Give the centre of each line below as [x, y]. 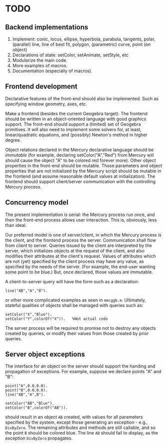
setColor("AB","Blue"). [30, 404]
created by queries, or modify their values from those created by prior [77, 333]
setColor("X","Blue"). [29, 314]
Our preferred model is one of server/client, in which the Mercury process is [83, 234]
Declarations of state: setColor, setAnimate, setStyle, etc [70, 55]
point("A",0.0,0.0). [27, 386]
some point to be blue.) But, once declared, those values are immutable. [79, 272]
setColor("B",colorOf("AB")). [37, 408]
